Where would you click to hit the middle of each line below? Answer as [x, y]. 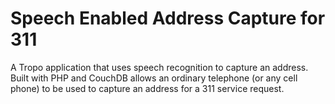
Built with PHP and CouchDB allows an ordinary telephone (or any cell [154, 78]
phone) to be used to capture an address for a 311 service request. [147, 88]
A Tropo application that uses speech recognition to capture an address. [159, 67]
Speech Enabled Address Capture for [168, 18]
